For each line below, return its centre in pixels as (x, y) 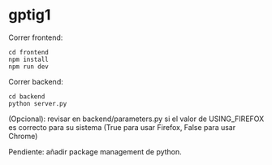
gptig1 (30, 15)
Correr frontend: (36, 37)
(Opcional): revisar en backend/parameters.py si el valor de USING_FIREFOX (136, 119)
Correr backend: (36, 81)
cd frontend (28, 52)
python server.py (38, 103)
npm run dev (28, 67)
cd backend (27, 96)
